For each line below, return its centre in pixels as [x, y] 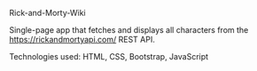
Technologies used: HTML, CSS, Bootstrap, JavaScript [109, 56]
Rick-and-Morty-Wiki [47, 13]
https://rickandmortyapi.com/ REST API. [82, 39]
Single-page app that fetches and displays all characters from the [129, 30]
